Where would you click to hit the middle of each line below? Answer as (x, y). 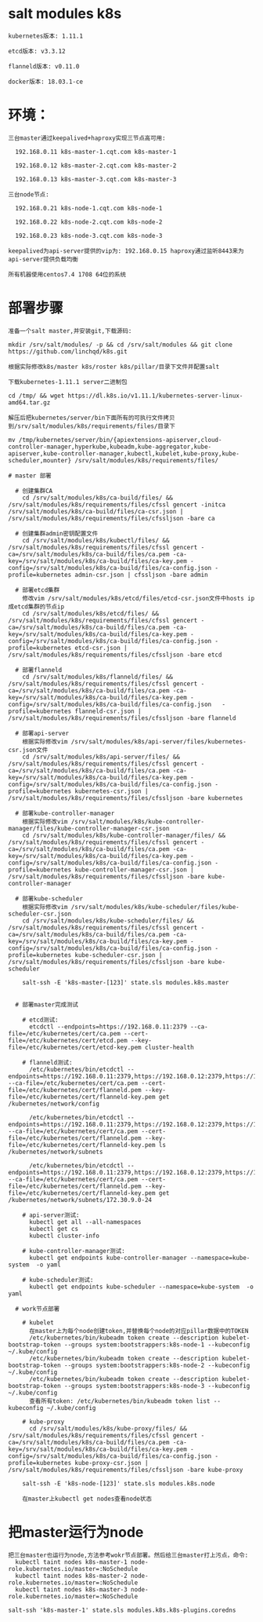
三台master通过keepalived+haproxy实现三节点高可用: (87, 138)
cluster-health (169, 1047)
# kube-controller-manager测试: (74, 1251)
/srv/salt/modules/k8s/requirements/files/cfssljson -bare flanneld (122, 718)
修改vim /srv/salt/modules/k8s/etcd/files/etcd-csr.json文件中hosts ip (139, 598)
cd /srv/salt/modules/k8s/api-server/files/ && (101, 757)
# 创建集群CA (34, 491)
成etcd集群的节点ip (36, 606)
